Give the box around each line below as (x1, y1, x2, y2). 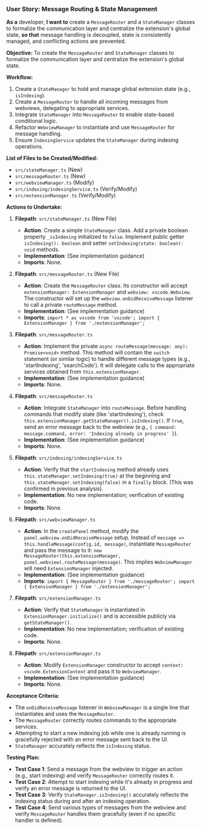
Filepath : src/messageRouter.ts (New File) (14, 270, 120, 278)
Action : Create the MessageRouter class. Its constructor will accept (23, 282, 188, 289)
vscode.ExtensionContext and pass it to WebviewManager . (23, 668, 162, 675)
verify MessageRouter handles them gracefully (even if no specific (14, 810, 176, 818)
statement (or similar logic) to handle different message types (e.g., (23, 356, 191, 363)
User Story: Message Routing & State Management (6, 5, 158, 13)
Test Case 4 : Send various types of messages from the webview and (14, 804, 186, 811)
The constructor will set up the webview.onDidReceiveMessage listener (23, 295, 194, 302)
